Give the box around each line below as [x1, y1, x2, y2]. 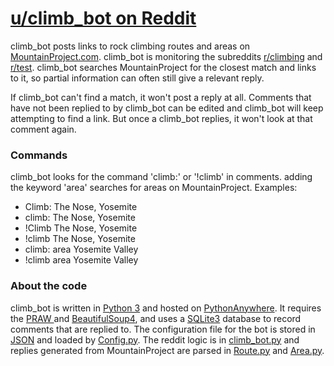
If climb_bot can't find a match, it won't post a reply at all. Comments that [10, 91, 312, 103]
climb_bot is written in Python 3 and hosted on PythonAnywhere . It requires [10, 302, 322, 314]
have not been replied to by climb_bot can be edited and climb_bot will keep [10, 102, 324, 114]
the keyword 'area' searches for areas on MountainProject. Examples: [10, 182, 298, 194]
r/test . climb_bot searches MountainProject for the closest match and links [10, 61, 317, 73]
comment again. [10, 123, 77, 135]
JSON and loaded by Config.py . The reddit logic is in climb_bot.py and [10, 333, 300, 346]
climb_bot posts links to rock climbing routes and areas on [10, 40, 251, 52]
